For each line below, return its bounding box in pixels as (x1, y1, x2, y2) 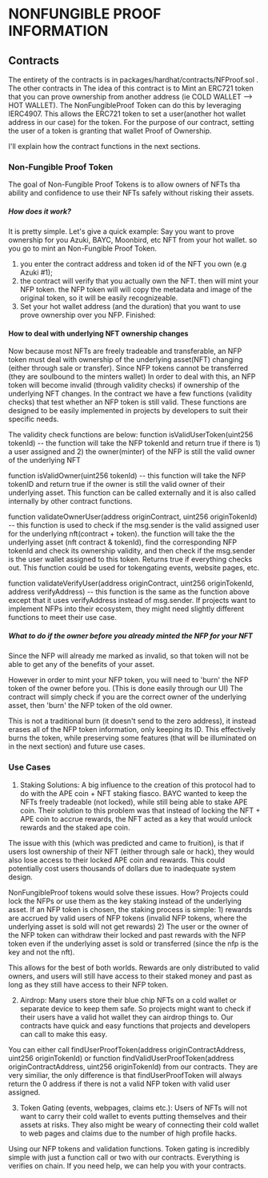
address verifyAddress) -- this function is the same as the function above (8, 587, 250, 597)
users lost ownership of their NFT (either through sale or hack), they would (8, 846, 254, 856)
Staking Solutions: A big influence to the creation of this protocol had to (19, 780, 256, 790)
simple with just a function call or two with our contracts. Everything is (8, 1152, 240, 1162)
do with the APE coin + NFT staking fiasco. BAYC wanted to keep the (19, 788, 247, 798)
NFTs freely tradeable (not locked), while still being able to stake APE (19, 797, 248, 806)
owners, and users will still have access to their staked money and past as (8, 971, 253, 981)
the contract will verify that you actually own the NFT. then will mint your (19, 276, 259, 286)
